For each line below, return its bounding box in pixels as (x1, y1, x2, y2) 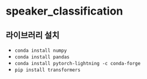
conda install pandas (14, 54, 70, 60)
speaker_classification (5, 4, 123, 18)
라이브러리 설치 (5, 30, 60, 40)
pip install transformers (14, 67, 81, 73)
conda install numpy (14, 47, 67, 53)
